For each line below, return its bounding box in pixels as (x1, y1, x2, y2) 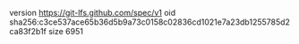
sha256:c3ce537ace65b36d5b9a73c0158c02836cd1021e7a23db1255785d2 (9, 17, 291, 27)
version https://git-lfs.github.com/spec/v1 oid (9, 8, 176, 18)
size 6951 (47, 26, 83, 36)
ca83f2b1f (9, 26, 47, 36)
